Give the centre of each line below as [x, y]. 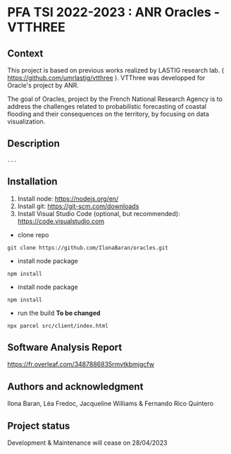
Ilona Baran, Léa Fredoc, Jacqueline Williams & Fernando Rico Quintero [110, 404]
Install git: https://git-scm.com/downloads [78, 206]
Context [25, 53]
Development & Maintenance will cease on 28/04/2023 [87, 443]
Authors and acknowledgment [75, 387]
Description [33, 144]
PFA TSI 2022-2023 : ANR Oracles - [114, 12]
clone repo [33, 234]
